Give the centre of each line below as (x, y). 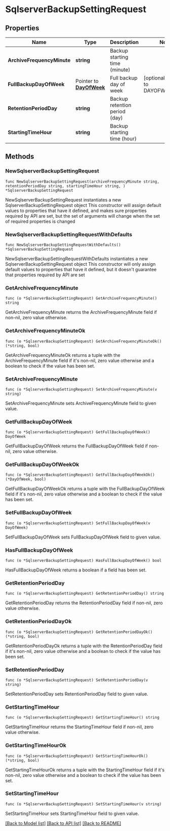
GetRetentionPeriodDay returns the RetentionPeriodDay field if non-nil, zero (84, 603)
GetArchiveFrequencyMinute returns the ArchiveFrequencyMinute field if (81, 312)
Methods (20, 157)
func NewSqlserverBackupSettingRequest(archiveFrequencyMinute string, (82, 181)
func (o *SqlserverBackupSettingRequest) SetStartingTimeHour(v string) (83, 804)
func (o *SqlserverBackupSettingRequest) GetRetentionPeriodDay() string (85, 594)
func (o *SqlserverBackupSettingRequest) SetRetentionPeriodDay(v (77, 680)
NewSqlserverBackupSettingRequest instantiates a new (63, 200)
